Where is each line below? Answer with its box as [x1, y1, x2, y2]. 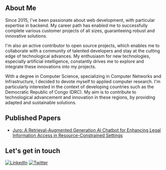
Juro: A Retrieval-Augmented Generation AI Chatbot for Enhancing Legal [12, 127, 161, 133]
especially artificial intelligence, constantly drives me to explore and [5, 58, 144, 64]
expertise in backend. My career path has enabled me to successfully [5, 22, 148, 28]
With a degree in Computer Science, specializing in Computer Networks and [5, 73, 162, 79]
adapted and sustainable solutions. [5, 99, 77, 106]
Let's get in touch [5, 147, 61, 155]
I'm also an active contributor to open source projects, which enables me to [5, 42, 160, 49]
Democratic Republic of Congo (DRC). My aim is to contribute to [5, 89, 137, 95]
